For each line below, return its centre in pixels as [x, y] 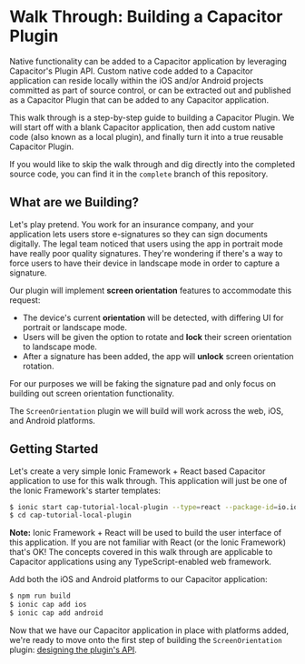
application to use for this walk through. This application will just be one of [148, 480]
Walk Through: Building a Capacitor [146, 17]
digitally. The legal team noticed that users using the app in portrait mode [146, 244]
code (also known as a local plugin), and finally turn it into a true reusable [147, 136]
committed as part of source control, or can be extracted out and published [151, 90]
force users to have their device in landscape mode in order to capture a [144, 263]
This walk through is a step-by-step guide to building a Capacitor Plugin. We [152, 117]
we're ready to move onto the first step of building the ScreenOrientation [146, 639]
